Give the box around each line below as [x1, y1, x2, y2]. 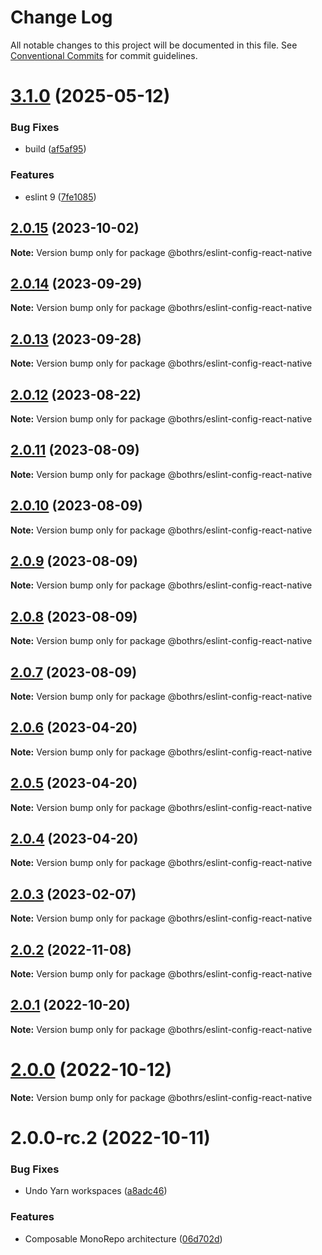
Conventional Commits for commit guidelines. [10, 49, 198, 61]
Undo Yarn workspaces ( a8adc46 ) [24, 1185, 168, 1197]
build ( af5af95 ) [24, 143, 87, 155]
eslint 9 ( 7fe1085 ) [24, 191, 97, 203]
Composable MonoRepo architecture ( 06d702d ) [24, 1232, 223, 1245]
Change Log [10, 6, 113, 29]
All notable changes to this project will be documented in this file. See [10, 39, 298, 51]
